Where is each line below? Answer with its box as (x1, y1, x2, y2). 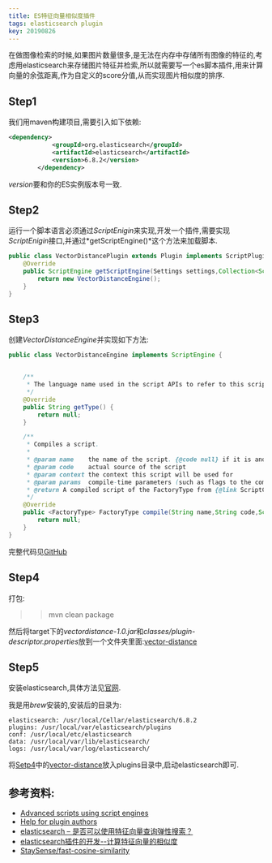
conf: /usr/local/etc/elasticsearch (8, 731, 132, 739)
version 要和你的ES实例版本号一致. (8, 179, 122, 189)
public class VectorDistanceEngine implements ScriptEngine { (8, 351, 223, 360)
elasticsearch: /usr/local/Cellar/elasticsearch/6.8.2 (8, 716, 198, 725)
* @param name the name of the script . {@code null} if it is (26, 455, 252, 464)
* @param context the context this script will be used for (26, 470, 233, 479)
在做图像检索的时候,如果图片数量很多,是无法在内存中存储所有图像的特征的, (8, 50, 257, 60)
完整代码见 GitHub (8, 546, 67, 556)
